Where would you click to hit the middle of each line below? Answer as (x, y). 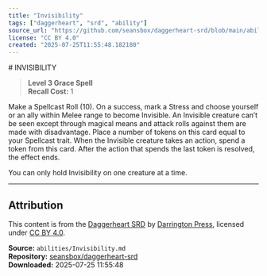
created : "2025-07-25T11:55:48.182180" (74, 45)
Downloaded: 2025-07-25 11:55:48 (66, 264)
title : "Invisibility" (46, 15)
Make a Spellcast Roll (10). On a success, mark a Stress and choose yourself (133, 107)
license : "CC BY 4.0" (44, 38)
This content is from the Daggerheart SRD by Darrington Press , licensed (126, 224)
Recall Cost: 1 (50, 91)
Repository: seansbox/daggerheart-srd (73, 256)
